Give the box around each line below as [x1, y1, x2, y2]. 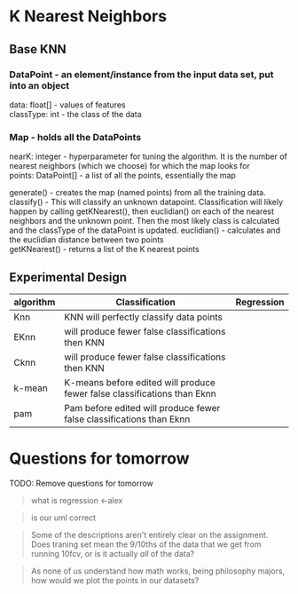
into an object [9, 79, 70, 91]
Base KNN [9, 42, 67, 57]
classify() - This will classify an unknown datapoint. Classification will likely [9, 197, 284, 208]
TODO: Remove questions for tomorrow [9, 478, 153, 488]
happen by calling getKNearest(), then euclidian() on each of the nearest [9, 206, 275, 217]
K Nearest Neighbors [9, 6, 167, 27]
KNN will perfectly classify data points [63, 311, 223, 323]
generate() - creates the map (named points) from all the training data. [9, 187, 266, 198]
